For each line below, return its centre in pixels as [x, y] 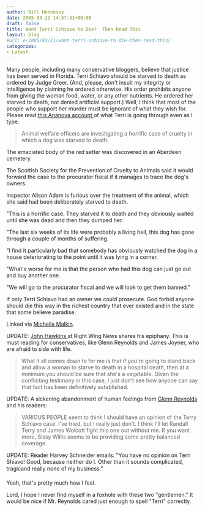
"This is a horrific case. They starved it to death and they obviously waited [100, 213]
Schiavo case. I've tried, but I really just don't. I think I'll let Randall [105, 423]
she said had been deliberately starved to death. [67, 202]
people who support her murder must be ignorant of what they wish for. [97, 109]
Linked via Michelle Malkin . [40, 324]
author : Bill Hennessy [35, 12]
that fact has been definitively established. [75, 386]
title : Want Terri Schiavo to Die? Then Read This [73, 29]
